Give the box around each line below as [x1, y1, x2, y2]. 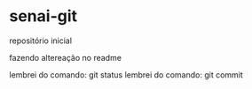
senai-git [9, 6, 78, 26]
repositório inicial [9, 35, 73, 46]
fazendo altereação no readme [9, 52, 122, 63]
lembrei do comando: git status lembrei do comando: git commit [9, 69, 244, 80]
